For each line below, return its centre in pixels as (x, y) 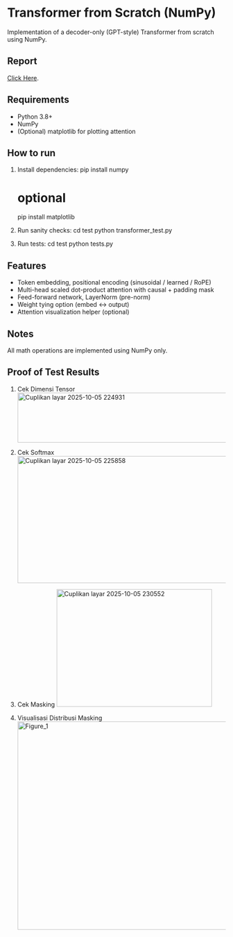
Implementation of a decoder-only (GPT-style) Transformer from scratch (111, 32)
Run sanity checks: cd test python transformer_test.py (95, 230)
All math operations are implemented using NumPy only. (87, 350)
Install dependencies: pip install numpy (73, 170)
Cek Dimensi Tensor (46, 389)
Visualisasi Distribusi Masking (60, 718)
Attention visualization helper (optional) (73, 312)
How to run (32, 153)
